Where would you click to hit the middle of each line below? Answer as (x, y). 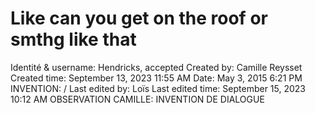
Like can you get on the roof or (139, 18)
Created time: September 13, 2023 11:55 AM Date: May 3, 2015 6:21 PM (156, 78)
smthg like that (73, 39)
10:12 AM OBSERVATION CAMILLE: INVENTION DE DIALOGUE (137, 99)
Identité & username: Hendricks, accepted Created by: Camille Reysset (156, 67)
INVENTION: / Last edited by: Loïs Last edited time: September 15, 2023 (158, 88)
